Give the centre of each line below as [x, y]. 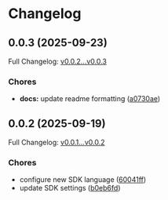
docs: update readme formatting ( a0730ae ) [90, 99]
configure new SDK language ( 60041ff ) [83, 180]
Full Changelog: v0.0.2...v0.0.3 [58, 61]
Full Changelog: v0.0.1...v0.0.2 [57, 143]
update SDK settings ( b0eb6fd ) [70, 188]
